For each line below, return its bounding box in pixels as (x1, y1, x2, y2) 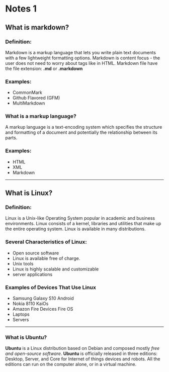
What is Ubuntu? (5, 334, 47, 341)
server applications (12, 271, 53, 277)
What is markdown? (5, 23, 69, 32)
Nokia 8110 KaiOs (12, 301, 49, 307)
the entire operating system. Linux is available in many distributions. (5, 226, 146, 232)
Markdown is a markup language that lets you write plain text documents (5, 49, 156, 55)
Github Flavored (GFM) (12, 95, 60, 101)
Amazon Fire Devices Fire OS (12, 306, 73, 312)
